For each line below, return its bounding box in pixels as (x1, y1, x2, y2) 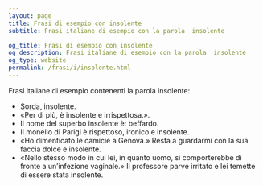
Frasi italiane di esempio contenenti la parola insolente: (8, 85, 191, 95)
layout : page (8, 11, 52, 20)
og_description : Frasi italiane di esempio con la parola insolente (8, 49, 247, 57)
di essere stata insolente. (19, 170, 104, 180)
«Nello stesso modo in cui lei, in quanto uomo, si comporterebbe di (19, 152, 243, 162)
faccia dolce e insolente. (19, 144, 102, 154)
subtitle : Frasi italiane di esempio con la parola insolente (8, 27, 225, 35)
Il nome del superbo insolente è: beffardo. (19, 118, 159, 128)
